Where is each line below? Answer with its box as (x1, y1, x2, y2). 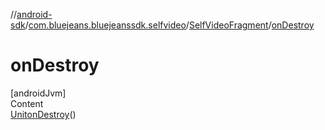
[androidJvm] (10, 87, 67, 99)
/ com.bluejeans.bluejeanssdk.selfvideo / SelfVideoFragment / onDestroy (24, 19, 315, 31)
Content (10, 97, 44, 109)
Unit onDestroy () (10, 108, 77, 120)
